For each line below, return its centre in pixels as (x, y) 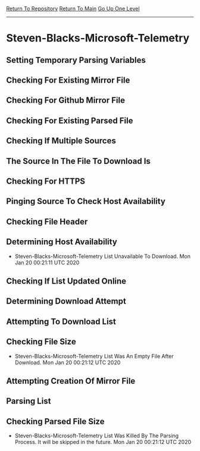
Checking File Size (41, 342)
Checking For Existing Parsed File (70, 120)
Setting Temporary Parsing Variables (76, 60)
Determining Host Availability (62, 242)
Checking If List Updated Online (66, 281)
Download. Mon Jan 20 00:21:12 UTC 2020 (68, 362)
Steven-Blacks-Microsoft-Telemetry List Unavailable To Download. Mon (102, 256)
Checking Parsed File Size (55, 421)
